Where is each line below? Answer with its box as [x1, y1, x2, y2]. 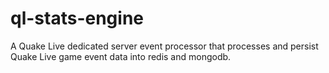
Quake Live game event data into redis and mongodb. [10, 50, 232, 62]
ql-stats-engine [10, 7, 144, 30]
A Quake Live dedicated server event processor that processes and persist [10, 40, 319, 52]
